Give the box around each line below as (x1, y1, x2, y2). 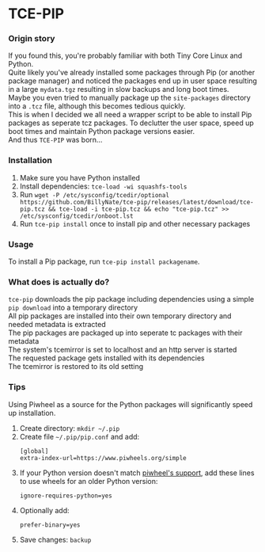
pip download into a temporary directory (8, 303, 138, 313)
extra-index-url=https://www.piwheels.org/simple (19, 454, 187, 462)
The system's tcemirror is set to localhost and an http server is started (8, 345, 237, 355)
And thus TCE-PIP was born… (8, 135, 103, 145)
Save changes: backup (19, 535, 92, 544)
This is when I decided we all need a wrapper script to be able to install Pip (8, 110, 252, 120)
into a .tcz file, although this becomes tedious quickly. (8, 101, 186, 111)
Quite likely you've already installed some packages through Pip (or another (8, 68, 256, 78)
